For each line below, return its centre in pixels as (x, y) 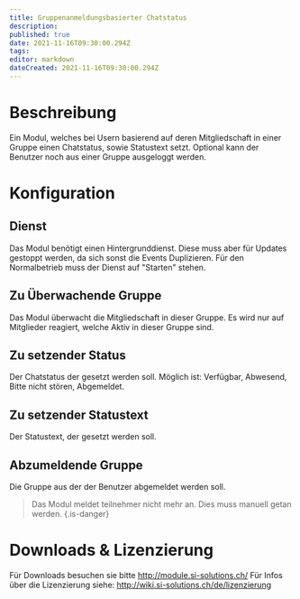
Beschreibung (63, 113)
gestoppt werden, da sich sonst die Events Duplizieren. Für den (127, 257)
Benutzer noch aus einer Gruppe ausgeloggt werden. (108, 157)
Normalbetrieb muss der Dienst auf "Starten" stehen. (108, 267)
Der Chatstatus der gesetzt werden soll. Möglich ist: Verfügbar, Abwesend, (148, 377)
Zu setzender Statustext (79, 415)
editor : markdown (42, 60)
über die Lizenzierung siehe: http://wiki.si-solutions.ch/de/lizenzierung (141, 585)
